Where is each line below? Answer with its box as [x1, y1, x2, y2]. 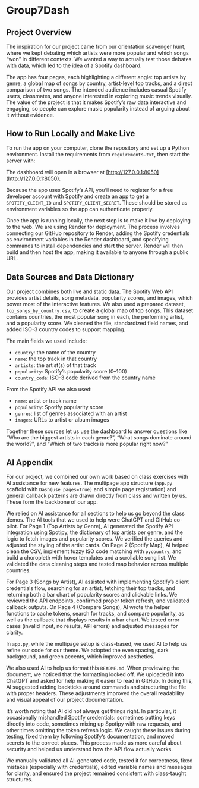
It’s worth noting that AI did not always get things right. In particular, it [6, 708, 176, 715]
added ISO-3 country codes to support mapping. [6, 325, 126, 333]
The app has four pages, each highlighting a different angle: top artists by [6, 74, 187, 80]
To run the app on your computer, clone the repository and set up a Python [6, 144, 189, 152]
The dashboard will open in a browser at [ [6, 168, 108, 175]
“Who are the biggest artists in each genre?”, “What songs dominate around [6, 434, 192, 441]
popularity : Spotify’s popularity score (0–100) [14, 368, 128, 375]
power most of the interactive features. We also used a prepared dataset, [6, 300, 185, 307]
